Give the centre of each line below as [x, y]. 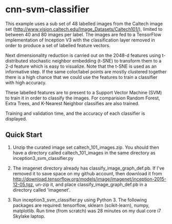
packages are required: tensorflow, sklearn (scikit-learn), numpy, [81, 205]
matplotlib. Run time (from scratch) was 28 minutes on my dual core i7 [87, 211]
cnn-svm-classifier [47, 9]
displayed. [16, 118]
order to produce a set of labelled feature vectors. [58, 45]
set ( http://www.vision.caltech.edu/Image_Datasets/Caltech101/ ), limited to [84, 29]
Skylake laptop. [29, 216]
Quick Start [24, 135]
